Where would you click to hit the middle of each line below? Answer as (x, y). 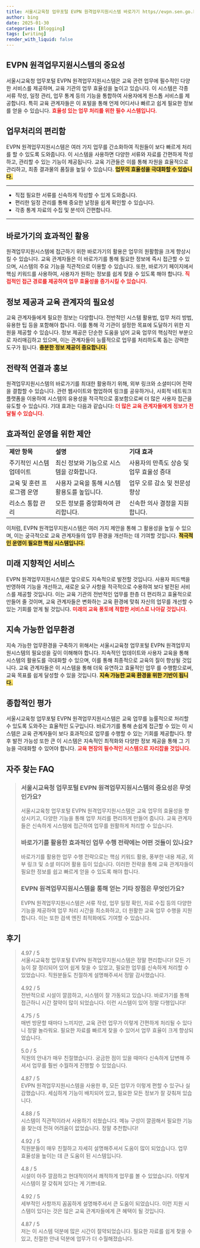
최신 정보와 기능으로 (82, 462)
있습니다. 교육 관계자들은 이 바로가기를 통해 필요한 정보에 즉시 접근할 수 (101, 259)
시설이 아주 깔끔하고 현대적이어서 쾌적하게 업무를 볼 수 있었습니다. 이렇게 (105, 1176)
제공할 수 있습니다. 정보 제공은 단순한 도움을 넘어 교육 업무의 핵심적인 (97, 333)
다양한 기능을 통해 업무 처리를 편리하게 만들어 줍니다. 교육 (110, 818)
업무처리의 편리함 (36, 131)
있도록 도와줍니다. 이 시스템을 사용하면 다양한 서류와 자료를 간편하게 (104, 154)
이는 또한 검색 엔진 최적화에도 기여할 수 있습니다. (95, 918)
